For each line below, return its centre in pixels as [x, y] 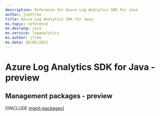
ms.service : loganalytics [32, 33]
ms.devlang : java [23, 28]
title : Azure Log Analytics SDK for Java [49, 19]
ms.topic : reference [27, 24]
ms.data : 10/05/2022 [27, 42]
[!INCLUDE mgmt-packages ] [35, 108]
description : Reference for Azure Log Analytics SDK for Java [71, 10]
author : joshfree [23, 14]
